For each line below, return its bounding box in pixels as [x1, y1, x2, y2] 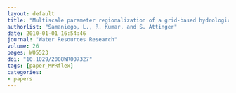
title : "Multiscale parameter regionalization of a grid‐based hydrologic [7, 17, 231, 24]
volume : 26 [7, 43, 39, 50]
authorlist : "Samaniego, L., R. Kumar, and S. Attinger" [7, 23, 178, 30]
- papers [7, 75, 33, 83]
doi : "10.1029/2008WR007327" [7, 56, 93, 63]
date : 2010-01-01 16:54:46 [7, 29, 86, 37]
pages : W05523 [7, 50, 49, 57]
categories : [7, 69, 42, 76]
